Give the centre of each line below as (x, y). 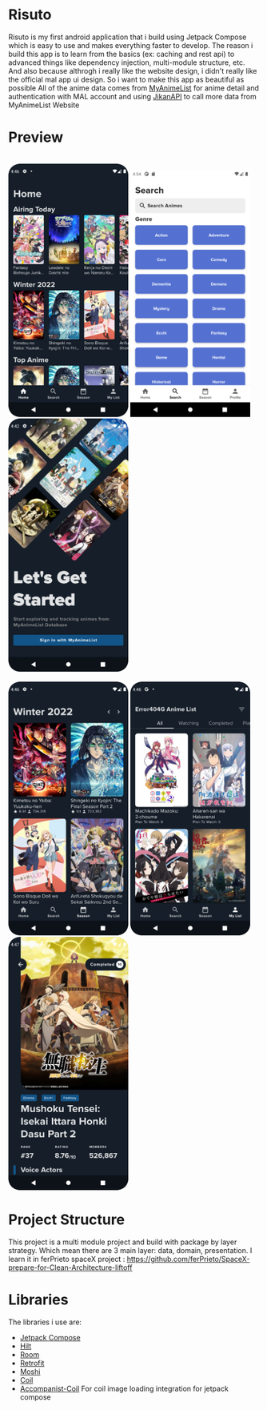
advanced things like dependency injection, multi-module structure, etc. (127, 62)
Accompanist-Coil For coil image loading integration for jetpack (124, 1388)
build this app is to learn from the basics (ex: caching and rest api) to (122, 54)
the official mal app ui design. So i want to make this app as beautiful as (126, 79)
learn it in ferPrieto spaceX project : (67, 1259)
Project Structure (67, 1219)
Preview (36, 137)
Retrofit (32, 1363)
